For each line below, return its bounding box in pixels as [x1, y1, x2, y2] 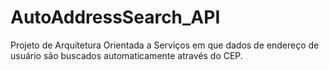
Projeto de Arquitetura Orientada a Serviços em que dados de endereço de [10, 39, 320, 51]
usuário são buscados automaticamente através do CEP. [10, 49, 243, 61]
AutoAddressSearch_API [10, 6, 221, 29]
